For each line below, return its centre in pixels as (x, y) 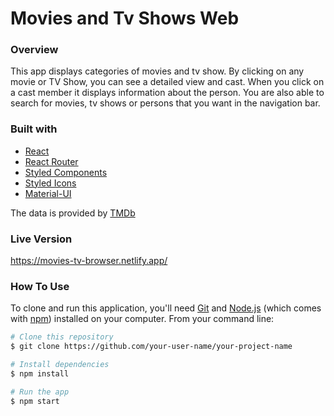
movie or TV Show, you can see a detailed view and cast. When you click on (167, 82)
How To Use (40, 286)
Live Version (41, 239)
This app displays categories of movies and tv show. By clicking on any (157, 71)
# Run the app (40, 392)
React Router (51, 161)
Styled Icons (50, 183)
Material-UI (48, 193)
